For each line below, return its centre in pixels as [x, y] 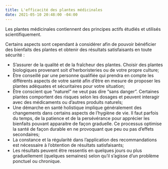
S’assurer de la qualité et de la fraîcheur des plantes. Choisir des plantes [88, 65]
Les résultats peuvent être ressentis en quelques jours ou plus [77, 150]
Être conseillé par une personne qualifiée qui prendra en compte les [83, 75]
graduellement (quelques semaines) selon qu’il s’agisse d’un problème [86, 156]
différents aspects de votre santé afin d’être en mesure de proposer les [86, 81]
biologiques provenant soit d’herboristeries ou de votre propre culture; [86, 70]
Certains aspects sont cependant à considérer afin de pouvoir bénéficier [81, 44]
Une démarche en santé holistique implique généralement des [77, 107]
